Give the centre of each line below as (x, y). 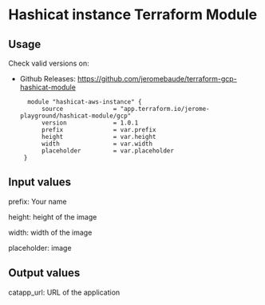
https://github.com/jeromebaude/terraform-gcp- (157, 79)
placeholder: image (40, 248)
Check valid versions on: (49, 63)
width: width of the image (50, 232)
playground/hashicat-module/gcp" (75, 116)
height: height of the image (53, 216)
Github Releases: (47, 79)
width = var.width (97, 144)
